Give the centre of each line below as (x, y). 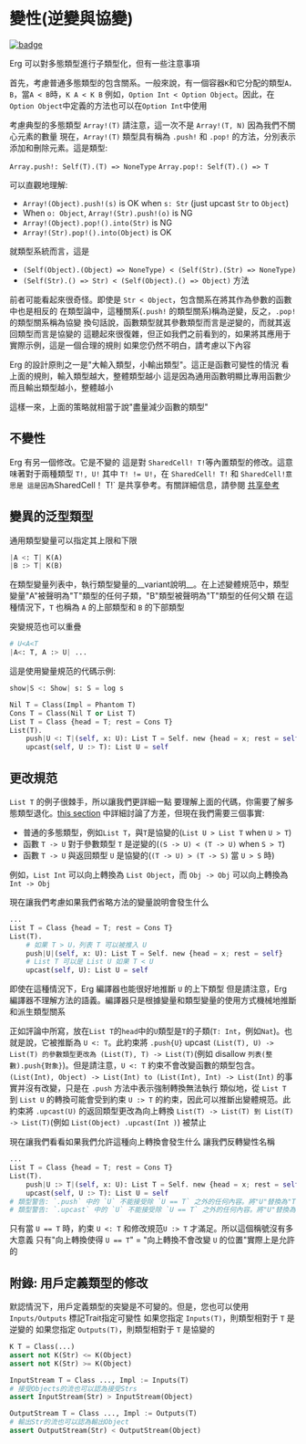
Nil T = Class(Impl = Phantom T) (73, 705)
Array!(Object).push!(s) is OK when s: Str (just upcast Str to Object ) (156, 203)
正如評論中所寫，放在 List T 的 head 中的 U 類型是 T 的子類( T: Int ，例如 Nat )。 (147, 1031)
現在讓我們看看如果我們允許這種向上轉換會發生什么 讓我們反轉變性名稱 (142, 1142)
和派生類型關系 (37, 1012)
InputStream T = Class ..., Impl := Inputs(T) (99, 1380)
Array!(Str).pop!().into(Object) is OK (97, 232)
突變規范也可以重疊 (46, 627)
